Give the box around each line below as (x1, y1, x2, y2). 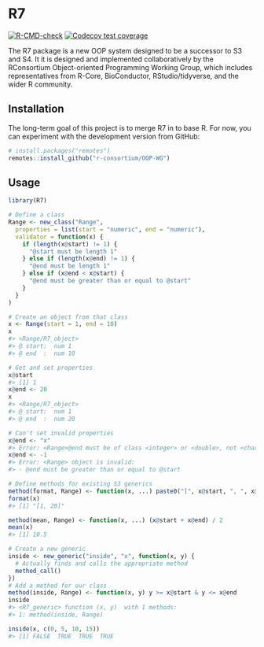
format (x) (8, 494, 41, 502)
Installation (8, 102, 64, 116)
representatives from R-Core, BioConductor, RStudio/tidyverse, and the (8, 71, 240, 80)
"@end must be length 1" (28, 262, 111, 270)
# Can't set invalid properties (8, 429, 114, 437)
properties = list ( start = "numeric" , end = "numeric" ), (15, 225, 206, 233)
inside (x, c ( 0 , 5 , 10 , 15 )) (8, 625, 101, 633)
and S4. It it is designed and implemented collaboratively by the (8, 54, 214, 64)
